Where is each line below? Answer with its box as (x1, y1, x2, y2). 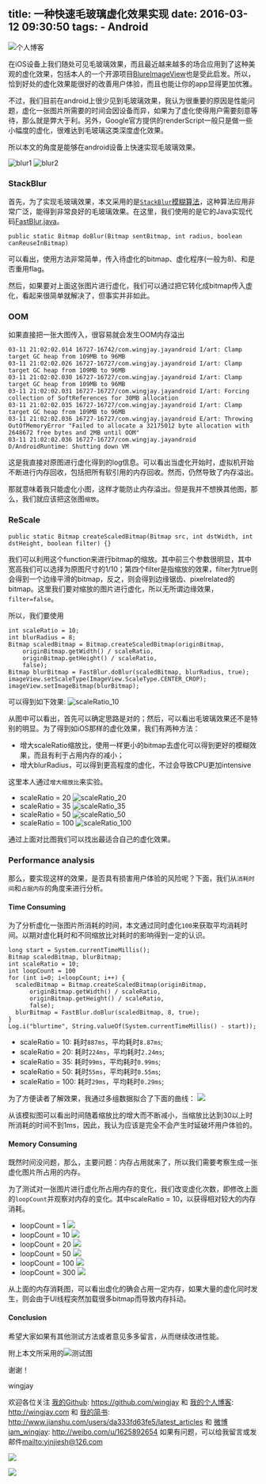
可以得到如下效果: (8, 696, 66, 706)
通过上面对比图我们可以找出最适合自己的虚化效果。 (8, 834, 175, 844)
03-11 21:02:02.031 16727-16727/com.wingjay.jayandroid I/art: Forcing (8, 387, 249, 396)
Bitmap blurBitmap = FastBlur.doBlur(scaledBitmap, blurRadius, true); (8, 668, 249, 676)
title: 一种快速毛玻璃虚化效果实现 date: (8, 7, 198, 21)
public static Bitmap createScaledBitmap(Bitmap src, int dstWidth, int (8, 533, 253, 541)
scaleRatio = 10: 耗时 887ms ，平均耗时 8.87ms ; (19, 1038, 164, 1047)
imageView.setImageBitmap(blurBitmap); (8, 681, 140, 690)
